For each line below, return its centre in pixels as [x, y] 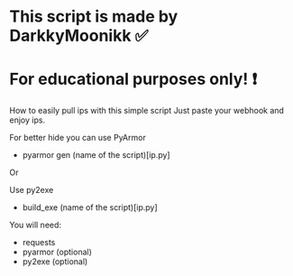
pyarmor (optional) [57, 252]
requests [39, 243]
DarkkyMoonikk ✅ [79, 36]
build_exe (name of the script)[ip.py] [90, 207]
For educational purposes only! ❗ [133, 79]
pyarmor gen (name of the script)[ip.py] [96, 155]
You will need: [35, 225]
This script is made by [94, 17]
